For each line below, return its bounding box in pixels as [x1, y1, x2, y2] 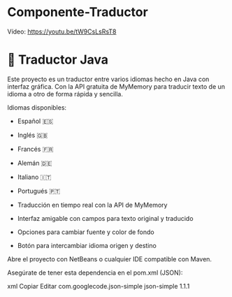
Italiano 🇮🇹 [17, 173, 52, 181]
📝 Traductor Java [7, 52, 109, 68]
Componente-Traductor [7, 4, 148, 20]
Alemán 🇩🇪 [17, 159, 52, 167]
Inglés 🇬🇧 [17, 131, 48, 139]
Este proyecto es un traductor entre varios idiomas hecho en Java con [7, 75, 210, 83]
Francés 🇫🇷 [17, 145, 54, 153]
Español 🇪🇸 [17, 117, 54, 125]
